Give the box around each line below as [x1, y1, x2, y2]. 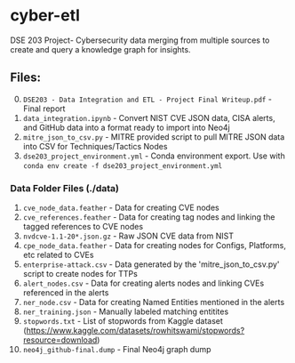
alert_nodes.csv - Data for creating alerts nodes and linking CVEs [22, 278, 265, 289]
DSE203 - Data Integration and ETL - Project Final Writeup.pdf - [22, 93, 272, 104]
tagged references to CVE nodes [22, 222, 144, 232]
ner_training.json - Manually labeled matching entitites [22, 306, 229, 317]
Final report [22, 103, 66, 114]
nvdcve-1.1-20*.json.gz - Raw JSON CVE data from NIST [22, 230, 235, 241]
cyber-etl [10, 5, 81, 26]
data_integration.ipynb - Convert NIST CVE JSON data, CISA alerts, [22, 112, 275, 123]
